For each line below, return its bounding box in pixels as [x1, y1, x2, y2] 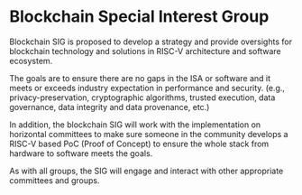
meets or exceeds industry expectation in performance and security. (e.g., [9, 82, 286, 93]
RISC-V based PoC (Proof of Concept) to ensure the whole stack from [9, 138, 270, 149]
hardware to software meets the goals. [9, 147, 153, 159]
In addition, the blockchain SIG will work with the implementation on [9, 119, 261, 130]
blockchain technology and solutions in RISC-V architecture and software [9, 45, 281, 56]
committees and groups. [9, 174, 100, 186]
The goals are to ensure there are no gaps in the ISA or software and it [9, 72, 271, 83]
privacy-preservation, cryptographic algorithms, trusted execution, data [9, 92, 276, 103]
